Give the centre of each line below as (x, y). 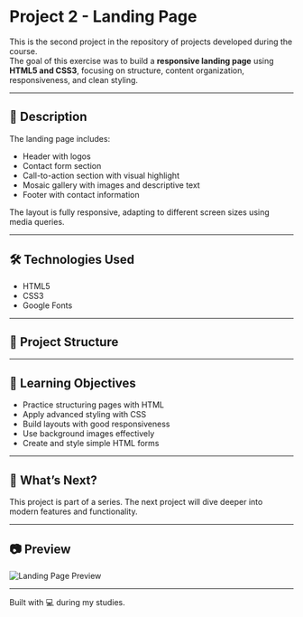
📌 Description (48, 117)
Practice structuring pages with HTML (93, 405)
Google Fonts (47, 305)
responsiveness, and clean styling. (73, 79)
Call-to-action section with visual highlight (101, 175)
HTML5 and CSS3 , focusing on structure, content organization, (127, 70)
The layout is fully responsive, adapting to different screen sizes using (140, 212)
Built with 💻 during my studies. (67, 602)
